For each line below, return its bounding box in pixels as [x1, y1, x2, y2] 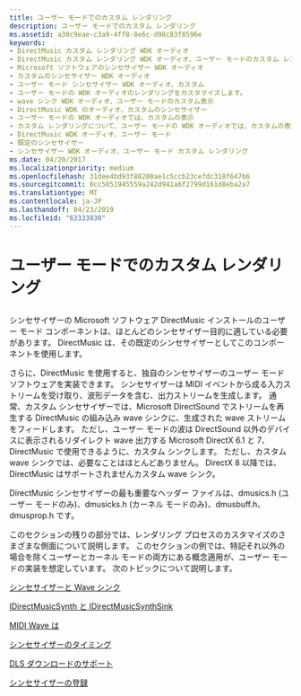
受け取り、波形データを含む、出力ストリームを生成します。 [47, 390, 267, 401]
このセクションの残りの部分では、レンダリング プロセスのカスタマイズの [9, 529, 279, 540]
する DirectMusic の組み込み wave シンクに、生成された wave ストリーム [16, 412, 287, 423]
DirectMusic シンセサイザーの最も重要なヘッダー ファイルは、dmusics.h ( [9, 488, 282, 498]
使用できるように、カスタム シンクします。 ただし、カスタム [63, 446, 287, 457]
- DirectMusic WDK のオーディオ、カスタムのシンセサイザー [9, 105, 208, 114]
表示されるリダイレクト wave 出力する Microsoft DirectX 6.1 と [24, 435, 255, 445]
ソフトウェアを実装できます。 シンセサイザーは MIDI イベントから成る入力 [9, 379, 284, 390]
